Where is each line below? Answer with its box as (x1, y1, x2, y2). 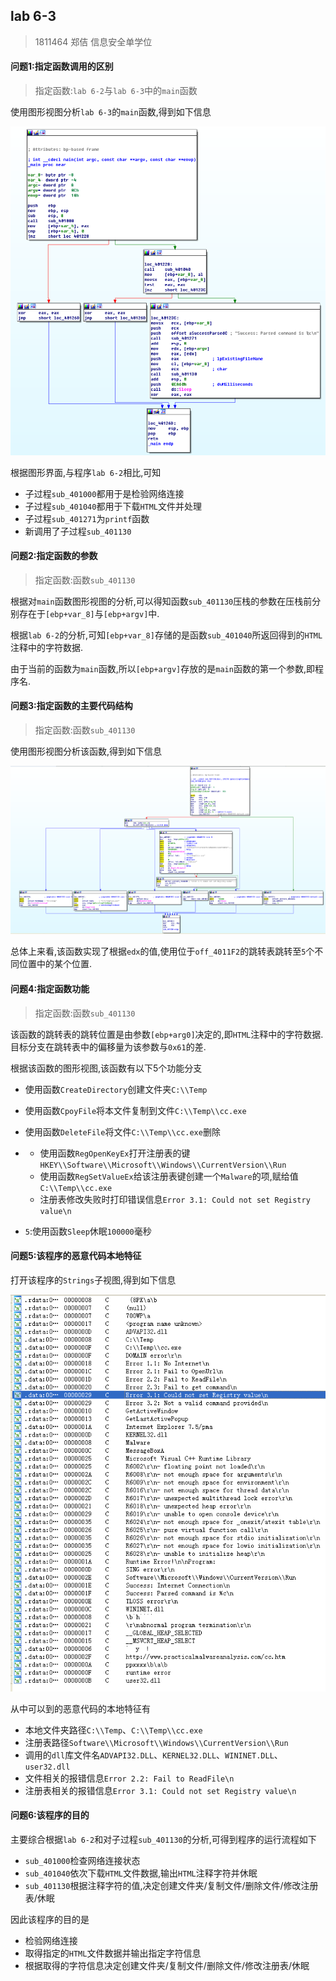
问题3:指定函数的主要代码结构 (10, 700, 133, 712)
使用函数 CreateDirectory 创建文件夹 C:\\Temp (24, 1083, 208, 1095)
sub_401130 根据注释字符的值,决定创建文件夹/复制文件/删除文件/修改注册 (24, 1879, 319, 1891)
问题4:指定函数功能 (10, 983, 90, 995)
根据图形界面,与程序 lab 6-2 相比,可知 (10, 466, 162, 478)
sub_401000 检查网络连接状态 (24, 1854, 141, 1866)
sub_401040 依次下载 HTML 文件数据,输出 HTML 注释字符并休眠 (24, 1867, 258, 1879)
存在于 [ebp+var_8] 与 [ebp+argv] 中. (18, 607, 160, 619)
